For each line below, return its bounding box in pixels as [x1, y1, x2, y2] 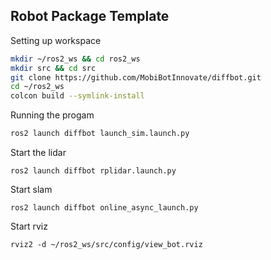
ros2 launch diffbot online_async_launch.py [10, 203, 199, 213]
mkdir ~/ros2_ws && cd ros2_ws [10, 54, 141, 64]
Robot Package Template [10, 8, 170, 25]
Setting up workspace [10, 34, 102, 46]
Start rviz [10, 220, 48, 233]
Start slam [10, 184, 53, 196]
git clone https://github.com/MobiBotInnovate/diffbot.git [10, 72, 262, 83]
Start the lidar [10, 147, 67, 159]
